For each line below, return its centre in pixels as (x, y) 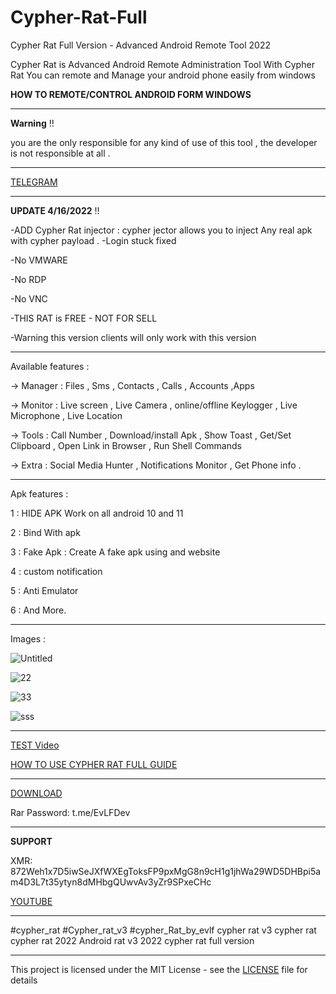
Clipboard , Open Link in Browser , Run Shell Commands (126, 445)
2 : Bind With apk (45, 532)
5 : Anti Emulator (44, 590)
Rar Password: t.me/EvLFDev (70, 812)
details (24, 980)
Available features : (50, 366)
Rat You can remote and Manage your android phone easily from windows (163, 75)
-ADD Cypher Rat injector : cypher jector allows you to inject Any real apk (161, 230)
